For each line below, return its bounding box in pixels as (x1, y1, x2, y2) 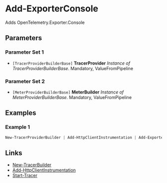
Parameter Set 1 (5, 49, 44, 56)
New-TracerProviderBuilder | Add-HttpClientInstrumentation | (5, 135, 137, 140)
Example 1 (5, 124, 30, 131)
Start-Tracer (12, 173, 38, 179)
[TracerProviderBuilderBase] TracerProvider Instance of (12, 60, 130, 66)
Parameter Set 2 (5, 78, 45, 85)
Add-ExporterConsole (5, 3, 98, 14)
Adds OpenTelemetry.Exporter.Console (5, 19, 85, 25)
